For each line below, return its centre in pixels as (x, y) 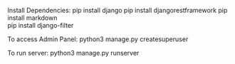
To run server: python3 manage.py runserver (73, 53)
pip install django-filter (41, 25)
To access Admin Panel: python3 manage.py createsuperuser (98, 39)
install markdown (32, 18)
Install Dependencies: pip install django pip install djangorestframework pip (117, 10)
